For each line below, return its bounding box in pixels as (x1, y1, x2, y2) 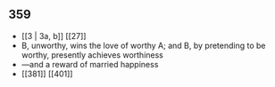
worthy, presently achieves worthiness (21, 49, 164, 60)
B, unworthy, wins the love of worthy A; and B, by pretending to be (21, 40, 266, 51)
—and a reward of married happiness (21, 59, 159, 69)
